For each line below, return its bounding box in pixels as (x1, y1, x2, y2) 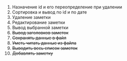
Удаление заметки (12, 15, 51, 20)
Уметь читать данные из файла (12, 40, 77, 46)
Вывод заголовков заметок (12, 30, 69, 35)
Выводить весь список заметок (12, 46, 78, 51)
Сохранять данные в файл (12, 35, 66, 41)
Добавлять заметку (12, 50, 53, 56)
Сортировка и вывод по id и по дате (12, 9, 87, 15)
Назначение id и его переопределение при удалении (12, 4, 122, 10)
